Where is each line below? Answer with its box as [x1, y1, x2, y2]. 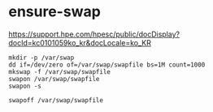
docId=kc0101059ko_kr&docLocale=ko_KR [8, 37, 152, 47]
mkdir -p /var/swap [8, 54, 75, 62]
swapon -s [8, 82, 42, 90]
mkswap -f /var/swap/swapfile [8, 67, 111, 75]
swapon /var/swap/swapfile [8, 75, 100, 83]
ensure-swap [8, 2, 102, 21]
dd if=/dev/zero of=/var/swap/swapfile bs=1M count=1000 [8, 60, 206, 69]
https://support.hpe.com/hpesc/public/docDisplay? [8, 29, 180, 39]
